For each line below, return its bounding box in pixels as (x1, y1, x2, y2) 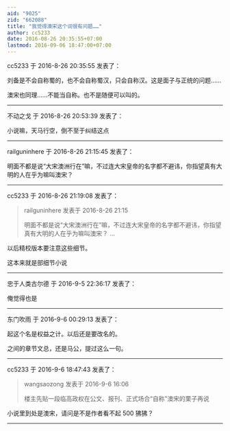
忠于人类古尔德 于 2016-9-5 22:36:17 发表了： (7, 279, 137, 288)
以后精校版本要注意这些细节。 (7, 244, 91, 252)
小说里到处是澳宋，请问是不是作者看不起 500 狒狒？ (7, 409, 154, 417)
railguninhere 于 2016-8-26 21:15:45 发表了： (7, 148, 134, 155)
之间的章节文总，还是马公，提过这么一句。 (7, 345, 127, 352)
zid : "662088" (7, 16, 48, 23)
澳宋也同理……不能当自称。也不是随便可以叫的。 (7, 91, 144, 99)
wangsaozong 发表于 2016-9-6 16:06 (23, 380, 129, 388)
